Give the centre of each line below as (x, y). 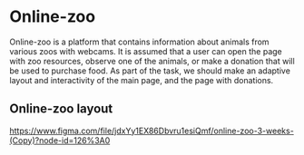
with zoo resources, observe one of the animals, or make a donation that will (152, 61)
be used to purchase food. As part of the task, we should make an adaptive (150, 71)
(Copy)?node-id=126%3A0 (60, 140)
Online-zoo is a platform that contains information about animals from (139, 42)
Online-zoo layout (61, 109)
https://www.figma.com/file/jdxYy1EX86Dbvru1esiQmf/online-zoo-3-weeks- (152, 131)
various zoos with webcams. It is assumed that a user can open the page (146, 51)
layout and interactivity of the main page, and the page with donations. (142, 80)
